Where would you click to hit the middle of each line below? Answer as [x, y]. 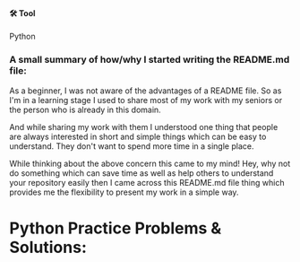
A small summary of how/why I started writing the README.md [150, 60]
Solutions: [48, 247]
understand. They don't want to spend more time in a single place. [132, 146]
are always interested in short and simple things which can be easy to [138, 136]
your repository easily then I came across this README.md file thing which [147, 182]
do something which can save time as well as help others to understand [141, 173]
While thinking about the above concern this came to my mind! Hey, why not [150, 163]
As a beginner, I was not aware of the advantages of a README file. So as [146, 91]
